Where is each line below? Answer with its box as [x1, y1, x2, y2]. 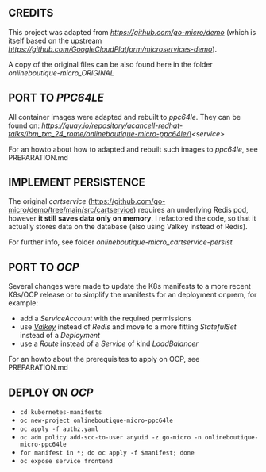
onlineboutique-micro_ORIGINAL [8, 67, 115, 78]
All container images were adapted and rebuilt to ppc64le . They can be [8, 112, 241, 121]
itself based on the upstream [8, 36, 102, 45]
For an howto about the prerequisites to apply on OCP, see [8, 355, 200, 364]
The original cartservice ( [8, 197, 91, 206]
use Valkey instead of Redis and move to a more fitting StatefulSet [19, 322, 237, 332]
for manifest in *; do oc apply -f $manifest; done [19, 449, 195, 457]
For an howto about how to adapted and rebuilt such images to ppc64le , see [8, 144, 258, 154]
